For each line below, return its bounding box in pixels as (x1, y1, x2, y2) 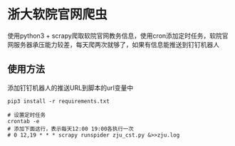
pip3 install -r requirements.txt (7, 98, 110, 105)
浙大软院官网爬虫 (7, 6, 108, 23)
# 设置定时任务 (7, 111, 46, 118)
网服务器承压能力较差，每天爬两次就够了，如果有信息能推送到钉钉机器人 (7, 40, 219, 48)
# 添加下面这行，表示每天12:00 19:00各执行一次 (7, 125, 134, 132)
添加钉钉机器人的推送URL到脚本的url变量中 (7, 83, 134, 92)
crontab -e (7, 118, 40, 125)
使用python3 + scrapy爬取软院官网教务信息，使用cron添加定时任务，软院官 (7, 31, 229, 40)
